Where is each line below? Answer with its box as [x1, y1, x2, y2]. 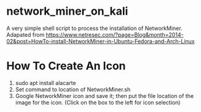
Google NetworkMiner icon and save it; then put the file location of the [15, 92, 194, 99]
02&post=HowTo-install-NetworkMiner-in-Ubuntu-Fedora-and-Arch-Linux [6, 37, 195, 45]
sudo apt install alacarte [15, 79, 76, 86]
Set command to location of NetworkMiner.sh [15, 86, 131, 93]
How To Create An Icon [6, 59, 126, 73]
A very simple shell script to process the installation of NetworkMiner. [6, 24, 183, 32]
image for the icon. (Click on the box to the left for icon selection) [15, 99, 181, 106]
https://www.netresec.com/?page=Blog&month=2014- [45, 31, 184, 38]
